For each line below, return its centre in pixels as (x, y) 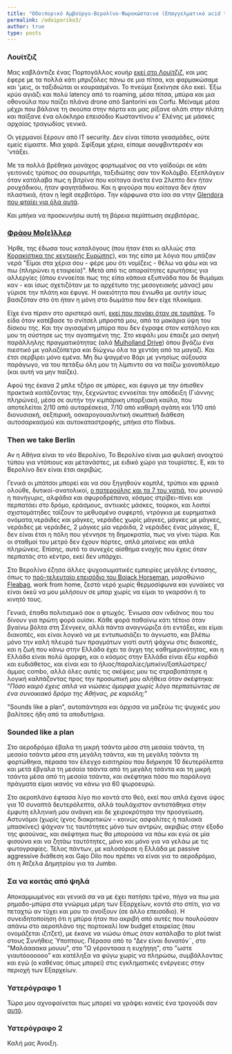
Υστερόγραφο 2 (35, 1028)
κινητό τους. (25, 600)
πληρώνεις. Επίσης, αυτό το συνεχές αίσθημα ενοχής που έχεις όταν (107, 549)
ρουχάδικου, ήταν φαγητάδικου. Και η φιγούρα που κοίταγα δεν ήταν (107, 187)
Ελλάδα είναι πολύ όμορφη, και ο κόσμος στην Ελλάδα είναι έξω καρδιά (113, 657)
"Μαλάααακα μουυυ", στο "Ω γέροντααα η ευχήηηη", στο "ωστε (100, 947)
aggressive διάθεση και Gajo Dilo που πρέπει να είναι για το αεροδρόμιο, (112, 856)
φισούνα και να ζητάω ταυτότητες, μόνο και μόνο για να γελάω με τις (108, 842)
